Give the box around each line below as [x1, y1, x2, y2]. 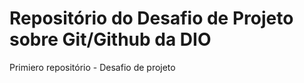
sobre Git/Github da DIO [9, 28, 212, 51]
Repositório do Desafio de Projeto [9, 7, 294, 30]
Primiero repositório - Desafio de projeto [9, 61, 176, 73]
